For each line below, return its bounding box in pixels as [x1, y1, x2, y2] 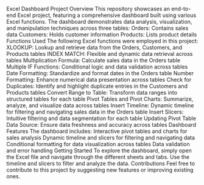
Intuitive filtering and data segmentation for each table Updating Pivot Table [6, 115, 197, 122]
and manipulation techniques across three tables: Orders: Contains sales [6, 24, 189, 32]
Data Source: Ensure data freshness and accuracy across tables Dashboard [6, 121, 197, 128]
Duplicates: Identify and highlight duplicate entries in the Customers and [6, 82, 188, 90]
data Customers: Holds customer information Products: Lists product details [6, 31, 197, 38]
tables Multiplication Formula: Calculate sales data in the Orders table [6, 57, 181, 64]
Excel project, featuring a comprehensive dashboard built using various [17, 12, 197, 19]
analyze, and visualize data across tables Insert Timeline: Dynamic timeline [6, 102, 194, 109]
